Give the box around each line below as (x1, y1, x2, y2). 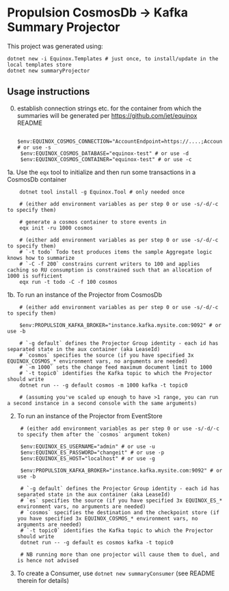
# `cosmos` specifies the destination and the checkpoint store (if (20, 509, 220, 516)
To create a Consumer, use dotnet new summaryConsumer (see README (16, 569, 215, 577)
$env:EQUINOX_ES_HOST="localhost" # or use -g (20, 455, 155, 462)
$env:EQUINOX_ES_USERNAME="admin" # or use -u (20, 443, 155, 450)
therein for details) (16, 576, 70, 584)
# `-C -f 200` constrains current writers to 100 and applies (19, 261, 200, 267)
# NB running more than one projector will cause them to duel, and (20, 551, 220, 558)
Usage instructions (7, 86, 90, 97)
